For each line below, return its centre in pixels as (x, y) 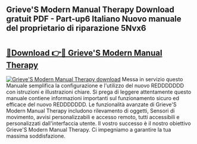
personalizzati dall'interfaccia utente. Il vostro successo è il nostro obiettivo (99, 123)
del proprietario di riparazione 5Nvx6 (76, 28)
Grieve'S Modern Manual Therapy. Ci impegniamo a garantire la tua (89, 129)
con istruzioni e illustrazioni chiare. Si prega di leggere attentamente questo (99, 92)
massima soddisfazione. (36, 136)
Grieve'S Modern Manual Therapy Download (90, 10)
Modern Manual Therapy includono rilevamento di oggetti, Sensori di (90, 111)
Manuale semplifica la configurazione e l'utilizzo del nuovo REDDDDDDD (95, 86)
